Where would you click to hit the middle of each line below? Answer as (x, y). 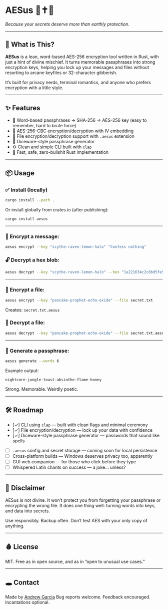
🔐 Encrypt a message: (32, 236)
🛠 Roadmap (24, 410)
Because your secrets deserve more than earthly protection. (67, 24)
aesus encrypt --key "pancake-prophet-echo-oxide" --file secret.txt (79, 300)
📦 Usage (20, 173)
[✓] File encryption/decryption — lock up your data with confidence (82, 430)
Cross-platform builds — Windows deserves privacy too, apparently (82, 456)
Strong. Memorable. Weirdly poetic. (42, 389)
